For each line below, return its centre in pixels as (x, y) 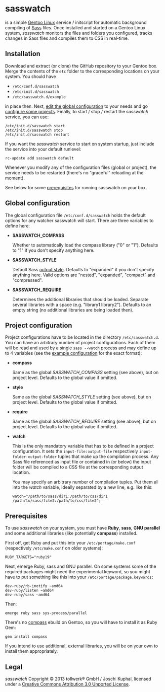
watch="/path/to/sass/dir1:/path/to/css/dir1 (60, 497)
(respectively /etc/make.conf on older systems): (54, 548)
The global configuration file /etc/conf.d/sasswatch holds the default (75, 215)
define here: (18, 226)
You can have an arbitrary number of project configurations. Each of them (80, 343)
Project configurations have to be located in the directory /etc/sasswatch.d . (82, 337)
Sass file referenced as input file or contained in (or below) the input (82, 462)
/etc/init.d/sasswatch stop (34, 130)
